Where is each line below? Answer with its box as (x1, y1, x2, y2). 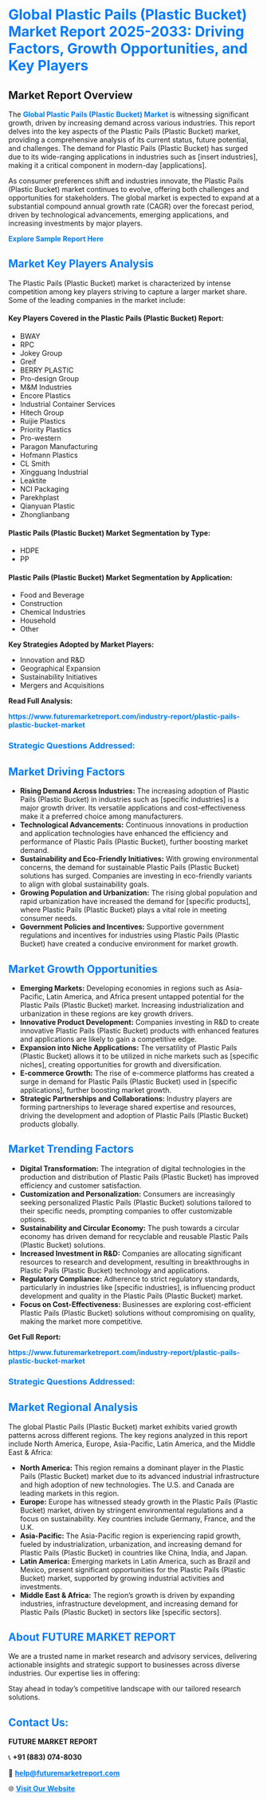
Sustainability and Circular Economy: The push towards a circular (19, 1223, 240, 1233)
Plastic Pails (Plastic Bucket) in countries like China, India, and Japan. (19, 1548, 249, 1557)
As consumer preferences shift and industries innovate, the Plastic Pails (8, 176, 245, 185)
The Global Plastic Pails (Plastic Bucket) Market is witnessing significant (8, 110, 249, 119)
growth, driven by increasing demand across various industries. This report (8, 118, 256, 127)
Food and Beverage (19, 590, 85, 600)
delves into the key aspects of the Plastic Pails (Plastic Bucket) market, (8, 126, 241, 136)
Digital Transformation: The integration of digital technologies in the (19, 1163, 245, 1173)
